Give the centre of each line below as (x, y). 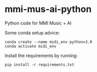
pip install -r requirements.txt (39, 64)
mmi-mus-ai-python (48, 9)
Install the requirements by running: (41, 55)
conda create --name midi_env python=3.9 (48, 42)
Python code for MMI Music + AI (38, 23)
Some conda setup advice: (32, 32)
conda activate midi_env (30, 46)
